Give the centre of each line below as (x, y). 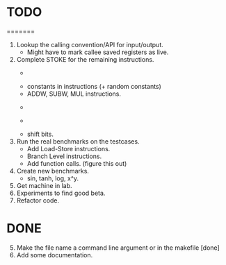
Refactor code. (38, 200)
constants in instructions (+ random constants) (94, 86)
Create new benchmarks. (53, 171)
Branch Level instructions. (64, 156)
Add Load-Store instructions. (68, 148)
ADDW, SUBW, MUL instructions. (74, 94)
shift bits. (40, 134)
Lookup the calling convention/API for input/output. (90, 44)
